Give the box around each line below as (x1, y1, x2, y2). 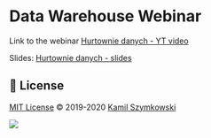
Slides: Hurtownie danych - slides (9, 52, 132, 63)
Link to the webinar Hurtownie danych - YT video (9, 35, 189, 46)
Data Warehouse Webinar (9, 6, 202, 27)
